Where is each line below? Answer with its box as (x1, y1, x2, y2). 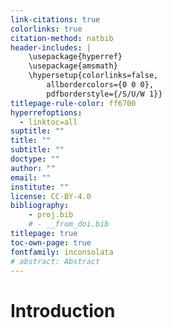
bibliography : (10, 201, 70, 211)
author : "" (10, 163, 56, 173)
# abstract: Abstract (10, 256, 101, 266)
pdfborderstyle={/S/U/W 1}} (46, 89, 163, 99)
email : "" (10, 172, 52, 183)
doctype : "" (10, 154, 60, 164)
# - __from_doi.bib (28, 219, 110, 230)
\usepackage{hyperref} (28, 52, 123, 62)
